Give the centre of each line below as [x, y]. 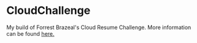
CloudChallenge [48, 11]
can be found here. [30, 33]
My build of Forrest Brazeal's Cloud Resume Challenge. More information [99, 27]
